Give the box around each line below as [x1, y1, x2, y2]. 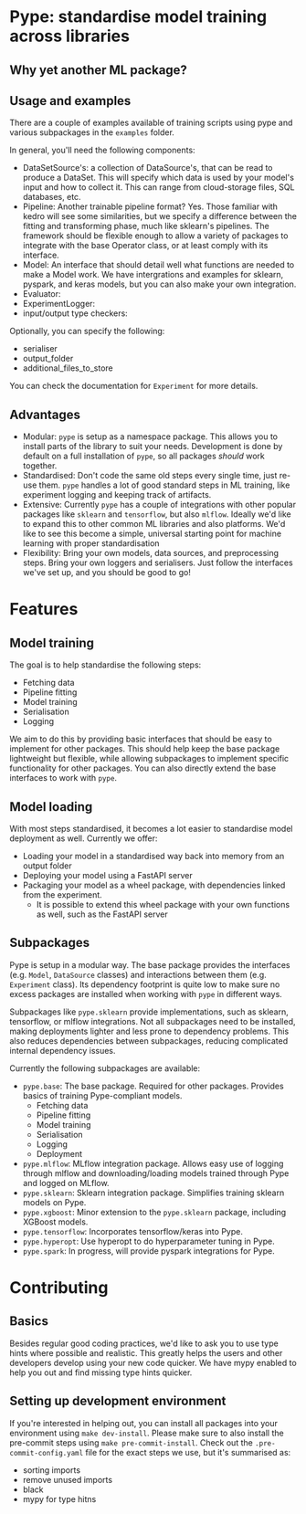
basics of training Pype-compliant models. [22, 1089, 183, 1101]
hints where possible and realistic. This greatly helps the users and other [9, 1347, 283, 1358]
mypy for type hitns [22, 1493, 97, 1504]
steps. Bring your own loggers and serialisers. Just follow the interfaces [22, 557, 294, 568]
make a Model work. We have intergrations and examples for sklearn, [22, 269, 284, 280]
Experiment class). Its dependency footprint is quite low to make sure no [9, 979, 280, 990]
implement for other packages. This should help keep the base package [9, 743, 280, 754]
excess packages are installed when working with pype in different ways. [9, 988, 283, 999]
